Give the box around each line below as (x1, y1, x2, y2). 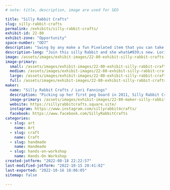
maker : (5, 83, 19, 88)
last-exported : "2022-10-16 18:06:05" (5, 168, 87, 173)
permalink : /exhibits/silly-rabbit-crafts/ (5, 26, 99, 31)
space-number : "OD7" (5, 40, 49, 46)
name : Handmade (14, 144, 47, 149)
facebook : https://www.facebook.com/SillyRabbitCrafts (10, 111, 128, 116)
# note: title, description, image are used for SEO (5, 7, 119, 13)
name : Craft (14, 135, 39, 140)
